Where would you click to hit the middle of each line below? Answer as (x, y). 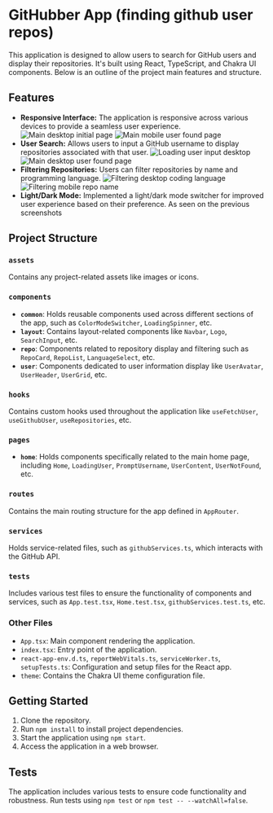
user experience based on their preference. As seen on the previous (135, 204)
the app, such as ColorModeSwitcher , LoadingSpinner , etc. (116, 323)
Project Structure (53, 238)
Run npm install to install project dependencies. (101, 729)
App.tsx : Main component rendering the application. (108, 640)
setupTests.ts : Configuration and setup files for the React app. (126, 666)
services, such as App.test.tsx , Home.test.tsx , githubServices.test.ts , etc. (137, 602)
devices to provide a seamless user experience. (101, 126)
